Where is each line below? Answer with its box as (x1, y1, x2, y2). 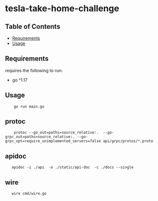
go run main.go (14, 104, 45, 109)
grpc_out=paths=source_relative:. (5, 135, 75, 140)
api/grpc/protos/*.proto (103, 139, 153, 144)
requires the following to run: (5, 67, 63, 73)
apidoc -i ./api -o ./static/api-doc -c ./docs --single (11, 165, 134, 170)
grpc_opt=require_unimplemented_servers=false (5, 139, 101, 144)
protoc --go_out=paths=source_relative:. (14, 130, 99, 135)
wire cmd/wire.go (11, 191, 47, 196)
